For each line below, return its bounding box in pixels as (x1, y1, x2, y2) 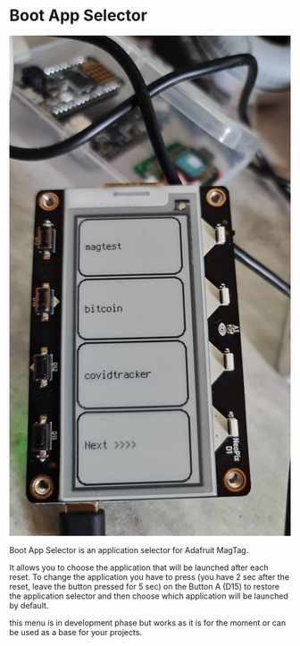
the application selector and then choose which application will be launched (9, 591, 288, 601)
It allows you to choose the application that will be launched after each (9, 562, 269, 573)
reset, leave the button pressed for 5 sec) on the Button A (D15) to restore (9, 581, 279, 591)
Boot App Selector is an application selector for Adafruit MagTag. (9, 544, 249, 555)
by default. (9, 600, 49, 610)
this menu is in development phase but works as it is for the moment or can (9, 617, 287, 628)
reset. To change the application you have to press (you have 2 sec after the (9, 571, 290, 582)
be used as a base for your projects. (9, 626, 143, 637)
